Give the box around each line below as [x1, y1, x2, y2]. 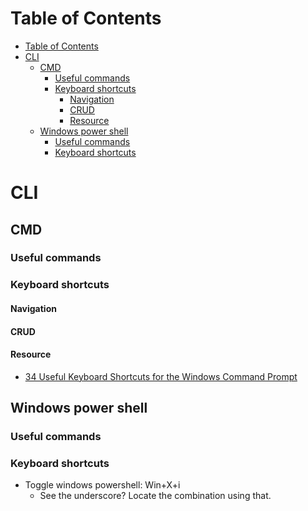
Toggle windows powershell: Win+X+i [24, 479, 181, 491]
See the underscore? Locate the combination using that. [39, 490, 272, 502]
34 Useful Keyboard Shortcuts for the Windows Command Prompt [24, 370, 298, 382]
